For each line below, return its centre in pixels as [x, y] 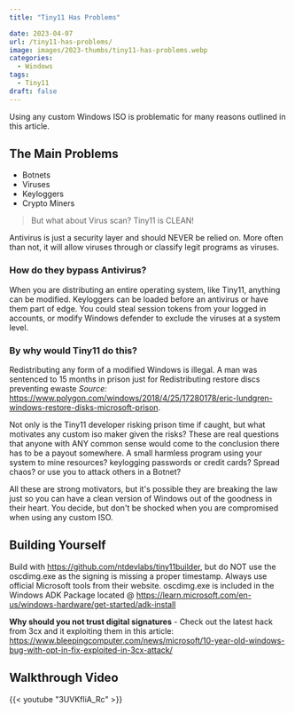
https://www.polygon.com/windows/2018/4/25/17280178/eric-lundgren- [141, 398]
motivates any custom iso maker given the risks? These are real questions [144, 434]
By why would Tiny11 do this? [73, 350]
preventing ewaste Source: [58, 389]
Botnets [36, 175]
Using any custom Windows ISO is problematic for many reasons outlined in [147, 116]
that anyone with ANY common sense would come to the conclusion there [144, 444]
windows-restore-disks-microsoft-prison [84, 408]
